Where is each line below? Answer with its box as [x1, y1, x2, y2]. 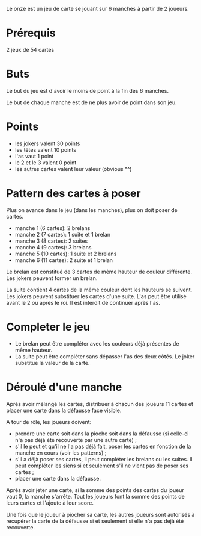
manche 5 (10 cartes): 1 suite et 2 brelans [14, 250, 117, 257]
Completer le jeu [6, 320, 90, 334]
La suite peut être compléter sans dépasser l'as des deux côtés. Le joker [14, 352, 195, 360]
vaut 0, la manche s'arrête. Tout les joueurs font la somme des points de [6, 493, 185, 500]
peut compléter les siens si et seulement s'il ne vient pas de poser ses [14, 462, 189, 469]
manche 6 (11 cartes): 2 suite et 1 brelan [14, 256, 113, 264]
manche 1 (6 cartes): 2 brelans [14, 224, 91, 231]
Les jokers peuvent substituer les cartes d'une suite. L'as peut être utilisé [6, 292, 187, 300]
